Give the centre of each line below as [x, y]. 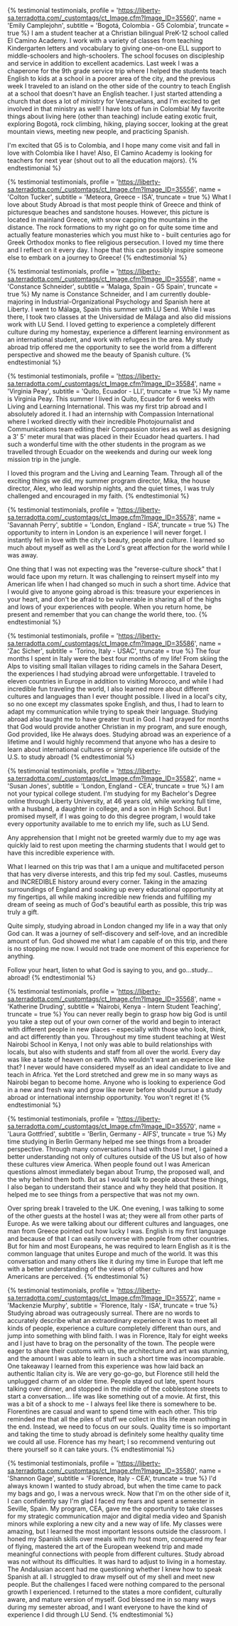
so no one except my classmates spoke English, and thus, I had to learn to [116, 704]
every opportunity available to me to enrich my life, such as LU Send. [108, 824]
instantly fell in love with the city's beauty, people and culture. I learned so [116, 540]
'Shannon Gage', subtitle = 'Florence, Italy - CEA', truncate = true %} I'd [112, 1478]
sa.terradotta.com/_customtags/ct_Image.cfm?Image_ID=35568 [101, 999]
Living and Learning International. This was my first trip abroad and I [107, 406]
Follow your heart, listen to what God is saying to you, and [92, 970]
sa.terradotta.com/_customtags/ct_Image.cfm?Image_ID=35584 [101, 384]
